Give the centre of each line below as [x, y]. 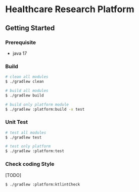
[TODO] [13, 175]
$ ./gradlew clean [25, 82]
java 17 [20, 53]
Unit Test [16, 122]
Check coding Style [30, 164]
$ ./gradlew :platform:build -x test [45, 109]
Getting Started [30, 28]
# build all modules [27, 90]
